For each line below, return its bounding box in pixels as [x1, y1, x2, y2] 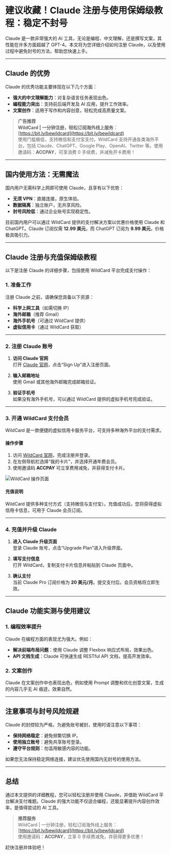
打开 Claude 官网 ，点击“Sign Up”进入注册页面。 [12, 361, 113, 368]
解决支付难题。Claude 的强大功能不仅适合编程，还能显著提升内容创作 [9, 798, 155, 804]
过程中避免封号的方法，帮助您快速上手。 [5, 48, 90, 54]
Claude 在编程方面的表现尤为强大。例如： [5, 636, 93, 642]
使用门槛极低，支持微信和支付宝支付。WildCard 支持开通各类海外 [17, 136, 155, 142]
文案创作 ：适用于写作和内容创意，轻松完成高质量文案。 [12, 107, 129, 113]
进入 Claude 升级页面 [12, 538, 58, 545]
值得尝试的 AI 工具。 [18, 804, 62, 811]
